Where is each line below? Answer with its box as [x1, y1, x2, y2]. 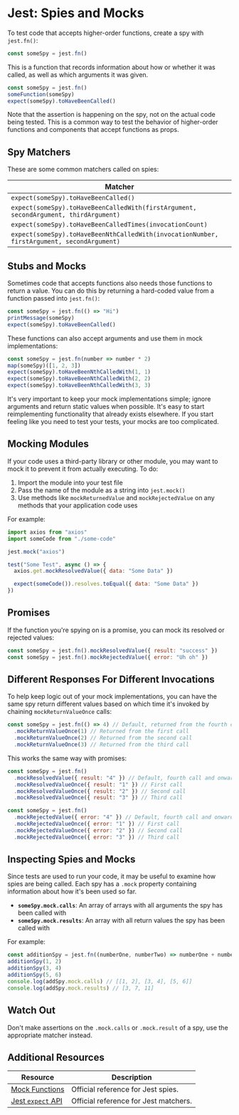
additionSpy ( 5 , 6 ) [7, 971, 62, 979]
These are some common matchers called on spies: [7, 165, 159, 174]
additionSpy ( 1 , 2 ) [7, 958, 62, 965]
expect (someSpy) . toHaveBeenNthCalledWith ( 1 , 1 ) [7, 368, 152, 375]
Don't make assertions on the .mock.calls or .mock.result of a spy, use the [7, 1023, 229, 1032]
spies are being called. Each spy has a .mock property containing [7, 880, 197, 888]
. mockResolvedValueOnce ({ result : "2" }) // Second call [14, 787, 186, 795]
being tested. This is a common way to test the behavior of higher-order [7, 118, 218, 126]
